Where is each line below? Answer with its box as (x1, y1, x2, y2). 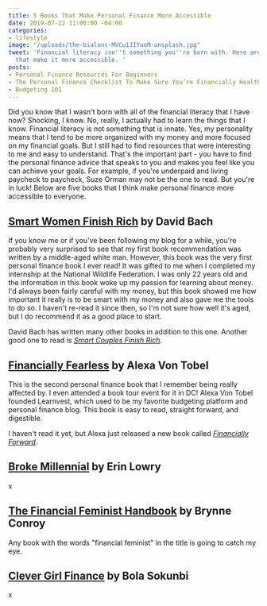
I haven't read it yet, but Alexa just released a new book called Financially (8, 429, 249, 438)
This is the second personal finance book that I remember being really (8, 380, 238, 389)
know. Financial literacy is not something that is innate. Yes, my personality (8, 124, 253, 133)
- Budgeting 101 (8, 85, 62, 94)
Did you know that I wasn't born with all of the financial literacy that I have (8, 107, 250, 117)
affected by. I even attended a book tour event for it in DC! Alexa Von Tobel (8, 388, 253, 397)
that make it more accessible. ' (15, 56, 126, 64)
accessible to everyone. (8, 191, 87, 201)
